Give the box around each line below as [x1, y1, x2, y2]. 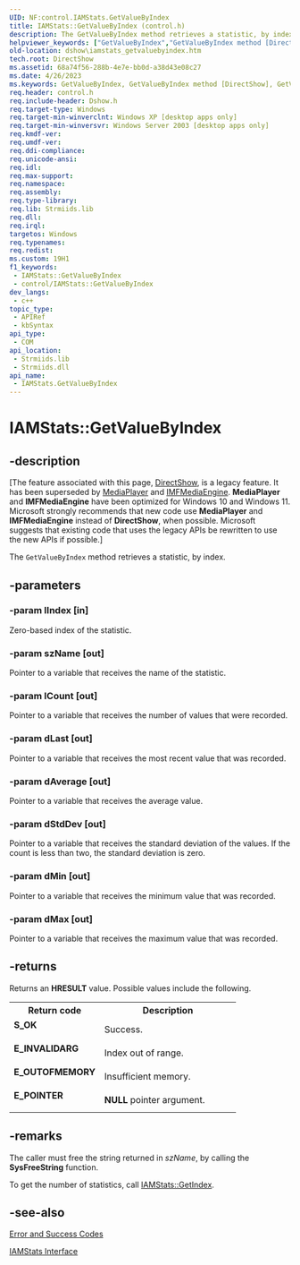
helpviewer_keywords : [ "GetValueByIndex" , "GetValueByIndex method [9, 38, 262, 47]
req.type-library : [9, 196, 78, 206]
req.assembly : [9, 188, 62, 197]
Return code [28, 1004, 82, 1016]
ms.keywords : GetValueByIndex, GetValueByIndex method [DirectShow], [9, 80, 274, 89]
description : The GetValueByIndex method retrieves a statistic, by [9, 30, 270, 38]
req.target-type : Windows [9, 105, 105, 114]
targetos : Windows [9, 229, 78, 238]
